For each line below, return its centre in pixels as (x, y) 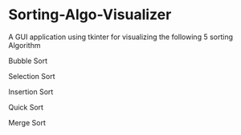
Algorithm (25, 45)
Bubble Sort (28, 61)
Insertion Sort (31, 91)
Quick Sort (26, 107)
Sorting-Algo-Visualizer (90, 15)
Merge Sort (27, 122)
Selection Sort (32, 76)
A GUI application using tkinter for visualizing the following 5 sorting (121, 37)
